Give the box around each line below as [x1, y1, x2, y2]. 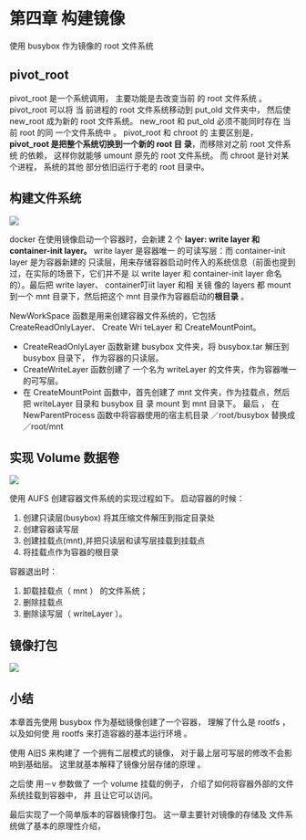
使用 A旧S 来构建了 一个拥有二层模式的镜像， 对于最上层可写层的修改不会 [9, 748, 285, 758]
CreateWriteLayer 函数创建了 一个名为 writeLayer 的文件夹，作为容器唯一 [22, 363, 297, 374]
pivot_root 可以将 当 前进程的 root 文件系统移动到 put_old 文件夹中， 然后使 [9, 104, 291, 115]
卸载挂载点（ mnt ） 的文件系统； [22, 585, 148, 596]
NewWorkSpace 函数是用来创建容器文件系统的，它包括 [9, 310, 217, 320]
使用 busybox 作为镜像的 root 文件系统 [9, 40, 154, 51]
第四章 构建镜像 [9, 8, 126, 29]
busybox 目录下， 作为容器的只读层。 [22, 352, 164, 363]
